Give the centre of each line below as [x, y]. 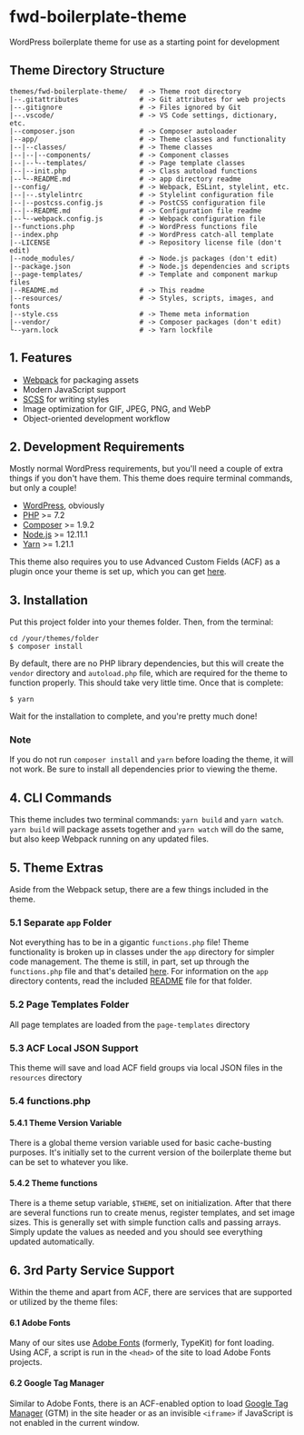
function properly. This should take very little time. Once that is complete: [147, 683]
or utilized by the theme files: [64, 1302]
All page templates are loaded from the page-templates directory [130, 1024]
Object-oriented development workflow [96, 418]
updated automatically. [52, 1241]
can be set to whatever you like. [69, 1162]
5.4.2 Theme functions [54, 1182]
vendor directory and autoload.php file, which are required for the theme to [148, 673]
